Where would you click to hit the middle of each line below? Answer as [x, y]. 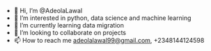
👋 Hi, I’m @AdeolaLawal [48, 11]
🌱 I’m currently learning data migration [69, 25]
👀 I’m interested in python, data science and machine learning [102, 18]
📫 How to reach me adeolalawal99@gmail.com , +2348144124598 [109, 40]
